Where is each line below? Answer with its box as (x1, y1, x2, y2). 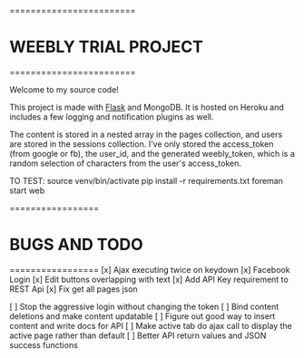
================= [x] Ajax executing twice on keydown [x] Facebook (9, 264, 290, 275)
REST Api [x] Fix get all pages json (9, 283, 138, 295)
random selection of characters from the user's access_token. (9, 158, 242, 169)
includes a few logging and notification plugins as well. (9, 111, 215, 122)
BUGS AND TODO (9, 235, 143, 255)
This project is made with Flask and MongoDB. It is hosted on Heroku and (9, 102, 284, 112)
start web (9, 185, 45, 196)
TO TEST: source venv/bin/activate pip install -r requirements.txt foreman (9, 175, 284, 186)
